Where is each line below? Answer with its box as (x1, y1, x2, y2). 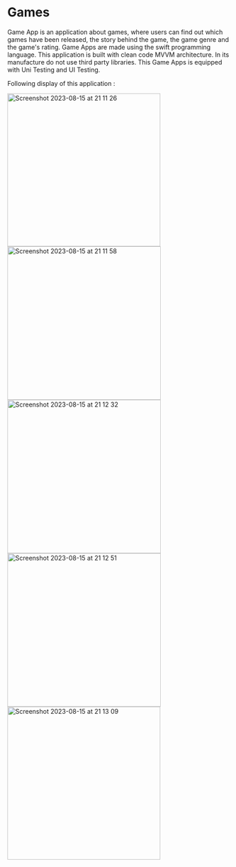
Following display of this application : (7, 79, 116, 87)
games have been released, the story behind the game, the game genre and (7, 35, 229, 43)
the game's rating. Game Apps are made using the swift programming (7, 43, 211, 51)
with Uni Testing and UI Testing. (7, 65, 101, 74)
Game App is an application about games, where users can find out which (7, 28, 223, 36)
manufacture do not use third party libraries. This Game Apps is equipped (7, 57, 223, 66)
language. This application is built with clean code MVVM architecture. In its (7, 50, 230, 59)
